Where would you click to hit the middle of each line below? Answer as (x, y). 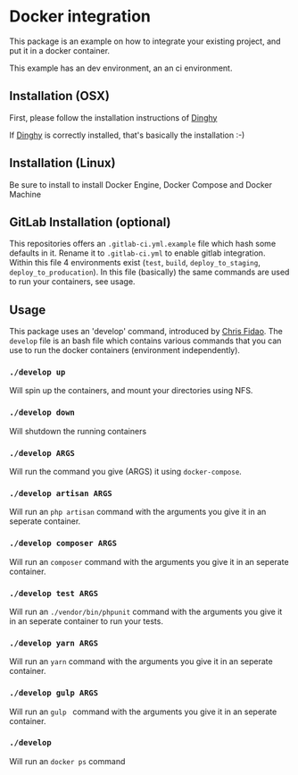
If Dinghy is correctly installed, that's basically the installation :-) (127, 135)
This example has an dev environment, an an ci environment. (121, 68)
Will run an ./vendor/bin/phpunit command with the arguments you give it (146, 611)
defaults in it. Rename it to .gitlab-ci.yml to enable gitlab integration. (137, 253)
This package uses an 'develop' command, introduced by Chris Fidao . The (146, 332)
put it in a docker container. (59, 50)
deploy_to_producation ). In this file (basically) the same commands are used (149, 272)
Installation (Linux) (62, 163)
